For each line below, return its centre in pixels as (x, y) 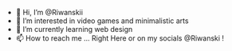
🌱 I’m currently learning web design (74, 29)
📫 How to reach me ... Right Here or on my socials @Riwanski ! (120, 38)
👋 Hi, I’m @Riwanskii (49, 12)
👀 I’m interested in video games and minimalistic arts (102, 21)
